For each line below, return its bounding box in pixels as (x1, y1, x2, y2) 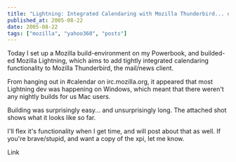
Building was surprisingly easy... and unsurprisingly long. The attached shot (7, 106, 227, 114)
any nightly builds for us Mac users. (7, 93, 111, 101)
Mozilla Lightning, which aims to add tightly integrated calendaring (16, 57, 209, 65)
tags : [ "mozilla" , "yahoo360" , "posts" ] (7, 29, 128, 37)
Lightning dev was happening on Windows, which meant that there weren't (7, 85, 225, 93)
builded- (200, 49, 225, 58)
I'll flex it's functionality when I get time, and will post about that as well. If (7, 127, 221, 135)
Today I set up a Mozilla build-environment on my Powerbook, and (7, 49, 199, 58)
